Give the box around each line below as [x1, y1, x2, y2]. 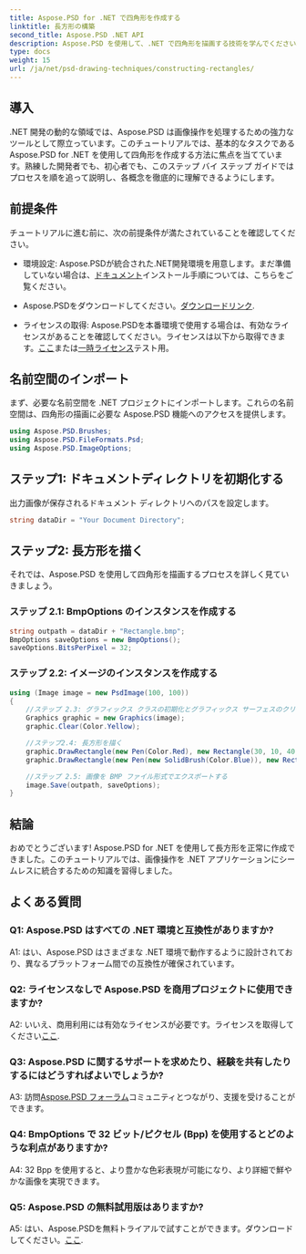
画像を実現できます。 [25, 1176, 105, 1187]
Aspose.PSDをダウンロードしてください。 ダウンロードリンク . [22, 300, 255, 311]
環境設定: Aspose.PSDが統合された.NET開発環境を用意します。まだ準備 [22, 257, 291, 269]
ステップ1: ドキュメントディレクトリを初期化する [9, 472, 284, 487]
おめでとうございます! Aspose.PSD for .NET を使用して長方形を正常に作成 [9, 843, 288, 854]
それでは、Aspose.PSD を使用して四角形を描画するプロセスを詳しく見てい [9, 569, 290, 580]
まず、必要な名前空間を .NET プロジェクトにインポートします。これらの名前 [9, 398, 294, 409]
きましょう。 [9, 580, 57, 591]
